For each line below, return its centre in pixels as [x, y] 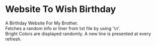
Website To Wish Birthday [61, 9]
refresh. [13, 39]
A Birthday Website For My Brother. [42, 23]
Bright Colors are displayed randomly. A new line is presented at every [78, 33]
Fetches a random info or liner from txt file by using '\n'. [63, 28]
